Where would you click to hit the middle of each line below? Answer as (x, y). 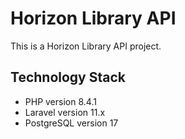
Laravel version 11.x (65, 112)
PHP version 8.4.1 (60, 101)
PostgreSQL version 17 (71, 123)
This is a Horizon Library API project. (86, 46)
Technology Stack (68, 77)
